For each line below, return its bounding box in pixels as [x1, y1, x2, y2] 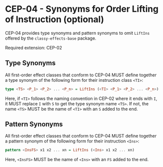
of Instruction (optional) [5, 14, 104, 25]
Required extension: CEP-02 [5, 45, 62, 50]
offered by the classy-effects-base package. [5, 35, 96, 41]
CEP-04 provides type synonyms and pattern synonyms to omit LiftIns [5, 30, 150, 36]
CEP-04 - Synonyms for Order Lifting [5, 3, 159, 15]
